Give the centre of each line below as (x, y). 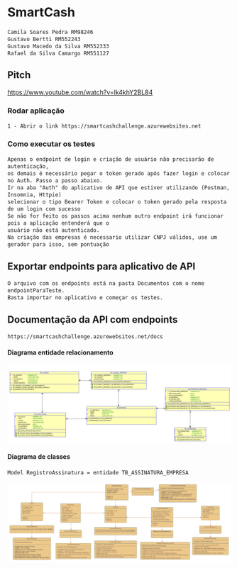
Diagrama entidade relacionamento (60, 352)
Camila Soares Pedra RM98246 (50, 32)
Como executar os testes (51, 144)
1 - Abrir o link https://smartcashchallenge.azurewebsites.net (104, 126)
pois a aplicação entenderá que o (59, 223)
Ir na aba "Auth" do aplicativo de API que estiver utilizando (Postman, (119, 188)
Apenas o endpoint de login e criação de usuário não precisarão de (111, 160)
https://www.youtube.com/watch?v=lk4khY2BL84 (80, 92)
